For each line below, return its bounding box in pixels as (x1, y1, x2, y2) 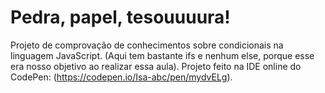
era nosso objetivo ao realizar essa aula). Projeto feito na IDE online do (10, 60, 302, 72)
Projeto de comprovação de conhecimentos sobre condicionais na (10, 39, 284, 51)
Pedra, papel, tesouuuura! (10, 6, 231, 29)
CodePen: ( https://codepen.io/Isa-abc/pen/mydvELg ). (10, 71, 233, 83)
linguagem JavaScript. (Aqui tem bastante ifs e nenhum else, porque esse (10, 49, 315, 61)
